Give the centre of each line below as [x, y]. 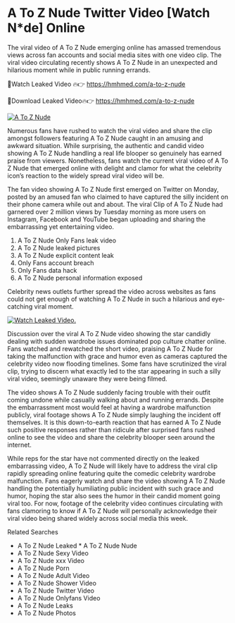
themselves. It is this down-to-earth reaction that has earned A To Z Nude [114, 422]
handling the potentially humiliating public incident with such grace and [110, 488]
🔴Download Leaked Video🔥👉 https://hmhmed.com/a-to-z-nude [101, 101]
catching [20, 306]
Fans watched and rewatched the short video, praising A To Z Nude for [110, 348]
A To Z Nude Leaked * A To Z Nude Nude [77, 545]
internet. [19, 445]
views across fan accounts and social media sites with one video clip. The [115, 55]
